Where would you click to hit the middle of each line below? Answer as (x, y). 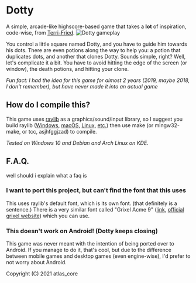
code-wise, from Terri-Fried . (40, 32)
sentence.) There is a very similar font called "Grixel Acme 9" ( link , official (95, 209)
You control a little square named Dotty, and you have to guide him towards (97, 44)
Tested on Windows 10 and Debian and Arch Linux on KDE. (78, 143)
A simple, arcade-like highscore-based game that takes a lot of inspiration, (96, 26)
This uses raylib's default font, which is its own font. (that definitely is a (92, 203)
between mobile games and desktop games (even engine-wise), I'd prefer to (98, 256)
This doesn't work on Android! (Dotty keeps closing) (82, 231)
